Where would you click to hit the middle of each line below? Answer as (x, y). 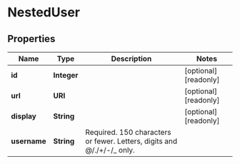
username (29, 141)
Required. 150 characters (128, 132)
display (24, 116)
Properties (31, 39)
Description (131, 59)
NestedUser (44, 12)
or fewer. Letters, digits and (131, 141)
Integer (66, 75)
